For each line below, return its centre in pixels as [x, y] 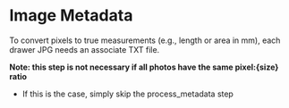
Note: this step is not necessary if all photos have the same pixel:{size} [144, 67]
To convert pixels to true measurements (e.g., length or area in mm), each [145, 40]
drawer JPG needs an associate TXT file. [85, 49]
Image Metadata [71, 16]
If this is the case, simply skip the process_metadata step [128, 94]
